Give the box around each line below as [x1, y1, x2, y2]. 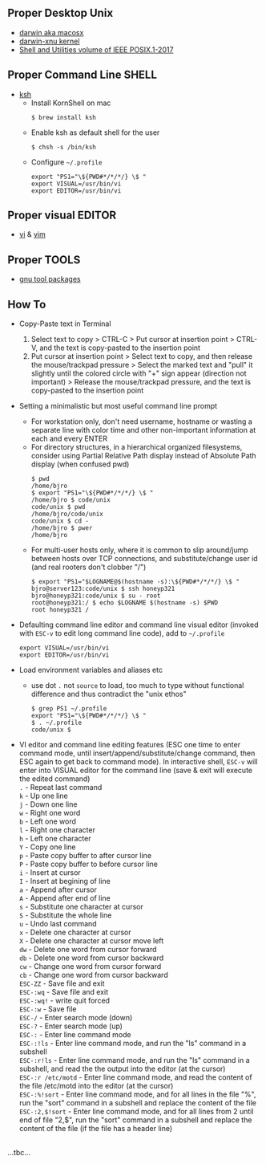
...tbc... [7, 1148, 31, 1158]
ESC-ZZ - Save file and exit [18, 979, 105, 988]
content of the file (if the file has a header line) [18, 1124, 173, 1133]
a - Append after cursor [18, 885, 98, 894]
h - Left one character [18, 834, 91, 844]
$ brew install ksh [30, 113, 97, 121]
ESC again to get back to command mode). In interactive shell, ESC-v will [18, 757, 258, 767]
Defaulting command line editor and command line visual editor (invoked [18, 620, 259, 629]
